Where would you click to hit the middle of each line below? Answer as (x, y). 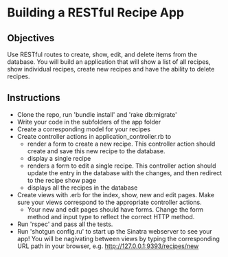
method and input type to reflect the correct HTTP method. (111, 216)
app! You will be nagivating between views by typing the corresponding (118, 238)
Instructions (34, 98)
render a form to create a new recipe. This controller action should (121, 144)
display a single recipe (59, 158)
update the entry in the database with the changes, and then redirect (125, 172)
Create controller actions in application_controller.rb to (94, 136)
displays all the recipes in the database (82, 188)
